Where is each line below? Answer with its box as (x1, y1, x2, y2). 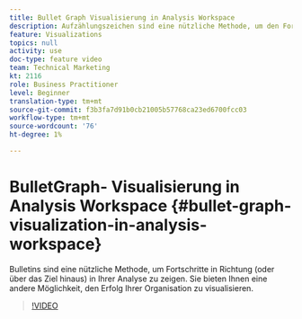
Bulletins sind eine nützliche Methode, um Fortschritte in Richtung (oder (9, 263, 275, 274)
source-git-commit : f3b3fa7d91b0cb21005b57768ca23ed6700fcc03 (9, 105, 247, 114)
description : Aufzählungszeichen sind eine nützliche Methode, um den (9, 22, 280, 31)
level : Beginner (9, 88, 70, 97)
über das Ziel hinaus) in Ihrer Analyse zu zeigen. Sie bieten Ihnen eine (9, 273, 268, 284)
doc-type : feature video (9, 55, 102, 64)
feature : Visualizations (9, 30, 102, 39)
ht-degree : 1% (9, 130, 63, 139)
